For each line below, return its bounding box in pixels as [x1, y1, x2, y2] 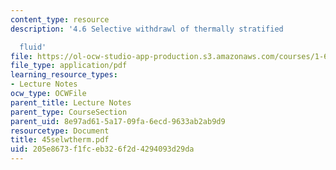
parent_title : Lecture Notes [10, 97, 132, 108]
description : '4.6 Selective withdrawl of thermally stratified [10, 24, 284, 34]
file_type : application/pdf [10, 61, 128, 71]
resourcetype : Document [10, 126, 110, 136]
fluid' [19, 42, 47, 52]
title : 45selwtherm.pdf [10, 135, 110, 145]
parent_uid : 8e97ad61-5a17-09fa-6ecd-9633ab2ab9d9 [10, 116, 226, 126]
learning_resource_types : [10, 70, 118, 80]
